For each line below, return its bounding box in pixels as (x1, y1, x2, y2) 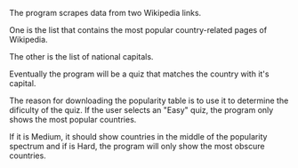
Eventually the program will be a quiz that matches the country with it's (9, 68, 270, 79)
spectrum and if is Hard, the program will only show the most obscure (9, 141, 265, 151)
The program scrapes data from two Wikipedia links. (9, 8, 202, 18)
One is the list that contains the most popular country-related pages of (9, 25, 268, 35)
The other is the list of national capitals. (9, 52, 154, 61)
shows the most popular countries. (9, 115, 137, 124)
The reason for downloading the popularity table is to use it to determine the (9, 95, 289, 106)
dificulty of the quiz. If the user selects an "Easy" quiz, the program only (9, 105, 274, 115)
